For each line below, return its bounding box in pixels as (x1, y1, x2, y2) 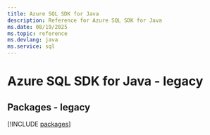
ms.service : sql (7, 43, 55, 50)
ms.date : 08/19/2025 (7, 23, 68, 30)
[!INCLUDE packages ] (7, 120, 71, 128)
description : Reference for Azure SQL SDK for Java (7, 17, 162, 24)
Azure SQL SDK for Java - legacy (7, 73, 204, 89)
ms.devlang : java (7, 37, 58, 44)
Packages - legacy (7, 101, 90, 113)
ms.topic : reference (7, 30, 68, 37)
